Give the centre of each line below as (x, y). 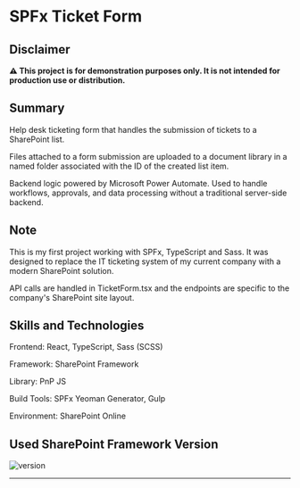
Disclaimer (40, 50)
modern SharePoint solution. (62, 270)
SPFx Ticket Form (76, 17)
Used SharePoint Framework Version (114, 444)
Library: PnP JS (38, 382)
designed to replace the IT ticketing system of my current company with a (145, 261)
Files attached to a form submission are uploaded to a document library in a (148, 156)
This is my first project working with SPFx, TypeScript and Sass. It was (139, 252)
